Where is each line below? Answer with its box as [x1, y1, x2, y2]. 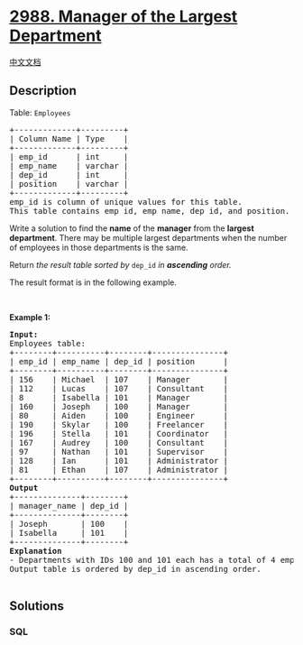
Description [9, 83, 77, 98]
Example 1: [9, 311, 51, 322]
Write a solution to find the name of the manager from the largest [9, 223, 254, 234]
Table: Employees [9, 106, 71, 118]
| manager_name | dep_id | [9, 501, 129, 511]
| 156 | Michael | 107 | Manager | [9, 374, 228, 384]
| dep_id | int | [9, 170, 129, 180]
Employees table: [9, 338, 86, 348]
